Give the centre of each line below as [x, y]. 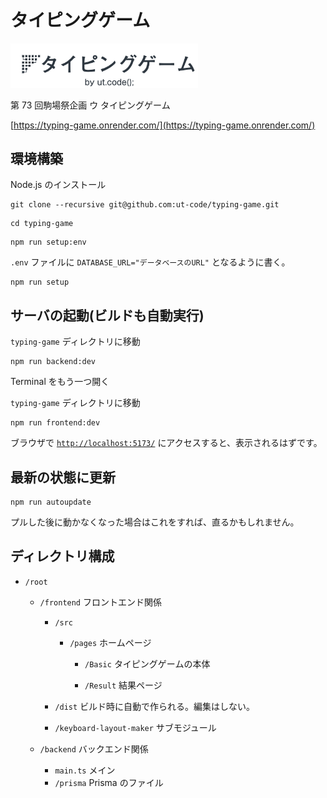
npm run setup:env [48, 242]
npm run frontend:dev [55, 423]
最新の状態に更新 [63, 477]
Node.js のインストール [58, 185]
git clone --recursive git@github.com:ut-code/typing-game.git [145, 205]
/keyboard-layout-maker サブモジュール [135, 727]
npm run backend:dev [53, 362]
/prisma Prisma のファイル [109, 782]
